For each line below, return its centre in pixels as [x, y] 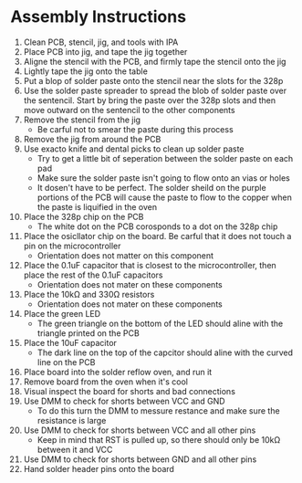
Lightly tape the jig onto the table [86, 71]
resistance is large [72, 420]
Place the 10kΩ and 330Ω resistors [89, 294]
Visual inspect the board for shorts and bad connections [130, 391]
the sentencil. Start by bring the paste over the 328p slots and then [150, 100]
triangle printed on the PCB [88, 333]
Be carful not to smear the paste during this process [135, 129]
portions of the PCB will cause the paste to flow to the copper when [165, 197]
